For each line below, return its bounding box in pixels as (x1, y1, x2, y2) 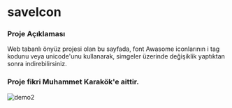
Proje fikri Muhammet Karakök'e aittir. (7, 77, 140, 87)
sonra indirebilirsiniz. (7, 60, 68, 68)
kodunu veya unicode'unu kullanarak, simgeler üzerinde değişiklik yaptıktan (7, 52, 226, 61)
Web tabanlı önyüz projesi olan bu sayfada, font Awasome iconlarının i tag (7, 45, 220, 53)
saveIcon (7, 4, 61, 20)
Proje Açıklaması (7, 29, 66, 39)
